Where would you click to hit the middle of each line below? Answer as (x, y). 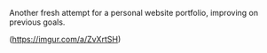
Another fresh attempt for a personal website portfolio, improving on (134, 13)
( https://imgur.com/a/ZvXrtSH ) (65, 39)
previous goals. (37, 22)
